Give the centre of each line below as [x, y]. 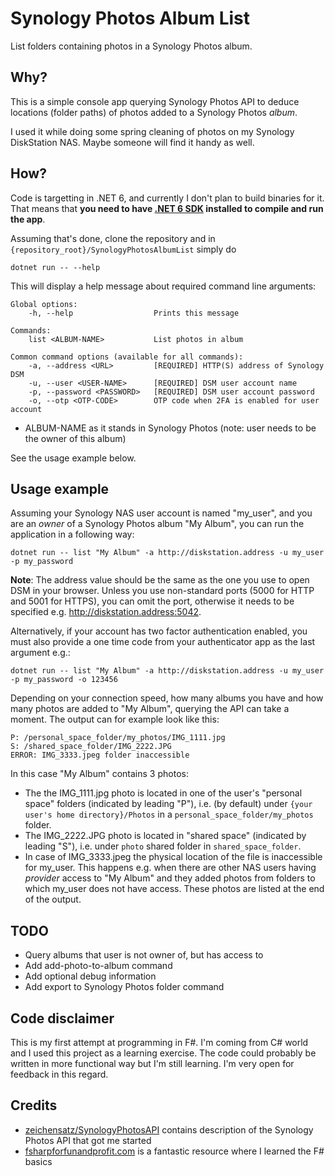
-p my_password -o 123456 [64, 680]
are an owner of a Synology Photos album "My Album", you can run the [157, 524]
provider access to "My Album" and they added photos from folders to [170, 878]
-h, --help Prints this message [134, 313]
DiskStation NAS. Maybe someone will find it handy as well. [132, 142]
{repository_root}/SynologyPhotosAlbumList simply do [123, 249]
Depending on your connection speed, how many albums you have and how [167, 698]
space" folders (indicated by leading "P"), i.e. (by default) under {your [168, 804]
